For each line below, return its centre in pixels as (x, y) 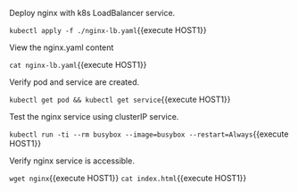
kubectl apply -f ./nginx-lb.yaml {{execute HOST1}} (108, 30)
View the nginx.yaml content (62, 47)
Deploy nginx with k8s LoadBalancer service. (92, 13)
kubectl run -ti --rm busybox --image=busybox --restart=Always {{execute (149, 134)
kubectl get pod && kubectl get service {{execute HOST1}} (120, 99)
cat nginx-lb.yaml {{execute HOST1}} (78, 65)
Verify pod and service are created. (74, 82)
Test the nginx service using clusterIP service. (94, 117)
